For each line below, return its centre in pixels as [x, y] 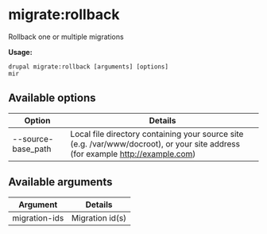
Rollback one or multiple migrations [66, 37]
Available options [52, 98]
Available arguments [60, 182]
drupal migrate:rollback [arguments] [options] [89, 66]
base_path [32, 149]
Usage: [21, 52]
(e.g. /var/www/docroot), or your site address [155, 143]
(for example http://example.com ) [133, 154]
